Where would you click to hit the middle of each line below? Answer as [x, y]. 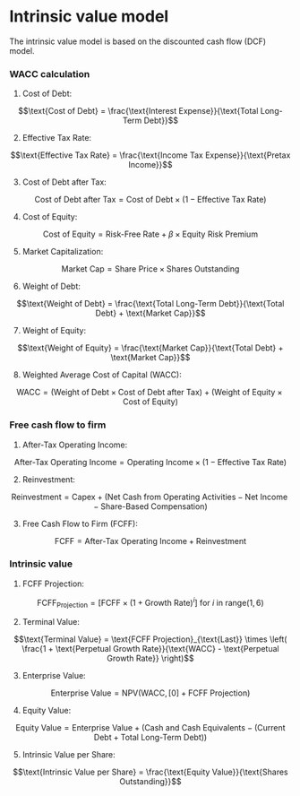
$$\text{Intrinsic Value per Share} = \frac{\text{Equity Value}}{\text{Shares [150, 772]
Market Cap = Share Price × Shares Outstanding [150, 269]
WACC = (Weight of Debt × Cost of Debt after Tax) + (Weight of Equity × [150, 393]
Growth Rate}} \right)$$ [150, 658]
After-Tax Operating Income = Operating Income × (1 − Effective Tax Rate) [150, 462]
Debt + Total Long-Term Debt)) [150, 738]
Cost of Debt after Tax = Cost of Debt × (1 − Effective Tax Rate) [150, 200]
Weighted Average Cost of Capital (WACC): [102, 375]
